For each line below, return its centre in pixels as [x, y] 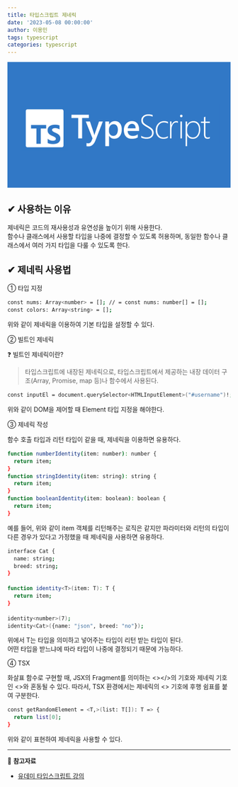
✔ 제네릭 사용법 [39, 270]
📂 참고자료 [22, 761]
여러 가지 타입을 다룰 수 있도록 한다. [81, 245]
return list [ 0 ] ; [38, 718]
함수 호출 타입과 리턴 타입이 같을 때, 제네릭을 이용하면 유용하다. [94, 439]
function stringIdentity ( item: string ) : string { [82, 476]
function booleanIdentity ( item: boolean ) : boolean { [87, 499]
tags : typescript [33, 38]
